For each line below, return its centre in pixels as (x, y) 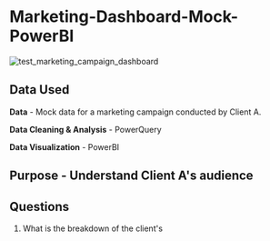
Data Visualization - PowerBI (65, 146)
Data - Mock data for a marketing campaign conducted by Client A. (135, 112)
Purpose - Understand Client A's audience (131, 176)
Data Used (40, 90)
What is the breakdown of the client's (93, 228)
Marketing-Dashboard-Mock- (124, 17)
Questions (40, 206)
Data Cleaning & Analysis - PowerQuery (85, 129)
